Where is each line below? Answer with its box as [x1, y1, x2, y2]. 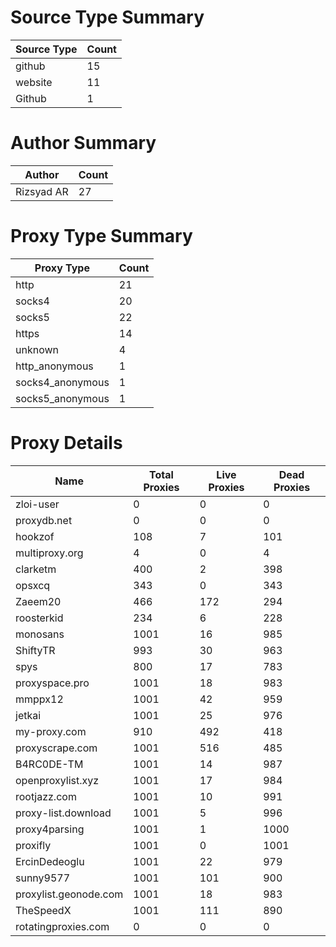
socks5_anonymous [15, 391, 110, 405]
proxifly [15, 838, 52, 852]
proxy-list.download [15, 806, 112, 820]
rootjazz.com [15, 789, 77, 803]
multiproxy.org [15, 546, 84, 560]
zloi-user [15, 497, 60, 511]
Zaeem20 [15, 594, 62, 608]
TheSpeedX [15, 903, 72, 917]
